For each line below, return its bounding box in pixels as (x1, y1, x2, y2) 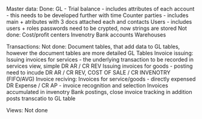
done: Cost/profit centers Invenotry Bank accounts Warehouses (6, 31, 166, 38)
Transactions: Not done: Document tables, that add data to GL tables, (6, 43, 180, 50)
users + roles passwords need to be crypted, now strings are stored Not (6, 24, 187, 32)
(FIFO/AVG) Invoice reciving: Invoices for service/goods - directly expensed (6, 76, 196, 82)
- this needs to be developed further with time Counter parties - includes (6, 12, 189, 19)
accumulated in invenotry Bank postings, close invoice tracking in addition (6, 88, 193, 95)
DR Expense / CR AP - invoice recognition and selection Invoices (6, 82, 169, 89)
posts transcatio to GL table (6, 95, 76, 102)
